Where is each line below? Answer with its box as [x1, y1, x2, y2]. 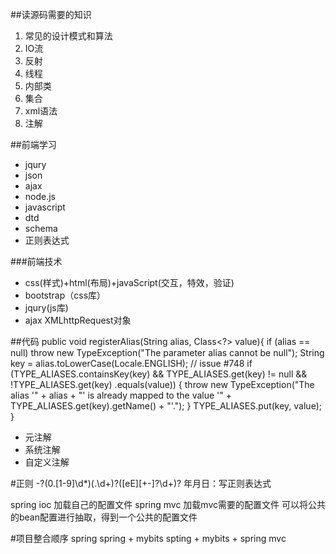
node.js [24, 191, 57, 202]
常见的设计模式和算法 [24, 30, 113, 42]
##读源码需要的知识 [10, 9, 92, 20]
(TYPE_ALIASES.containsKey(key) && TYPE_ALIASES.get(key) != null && [10, 368, 308, 380]
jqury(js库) [24, 302, 69, 313]
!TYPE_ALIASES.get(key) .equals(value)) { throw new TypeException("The [10, 379, 315, 390]
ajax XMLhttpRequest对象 [24, 314, 132, 326]
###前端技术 [10, 256, 63, 267]
